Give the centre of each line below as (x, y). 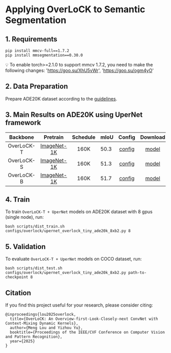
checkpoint (17, 277)
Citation (18, 293)
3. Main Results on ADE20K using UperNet (74, 115)
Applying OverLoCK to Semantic (75, 9)
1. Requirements (31, 39)
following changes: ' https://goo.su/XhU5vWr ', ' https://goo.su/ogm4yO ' (80, 70)
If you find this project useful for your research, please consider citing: (79, 305)
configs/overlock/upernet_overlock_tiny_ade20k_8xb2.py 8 (68, 231)
